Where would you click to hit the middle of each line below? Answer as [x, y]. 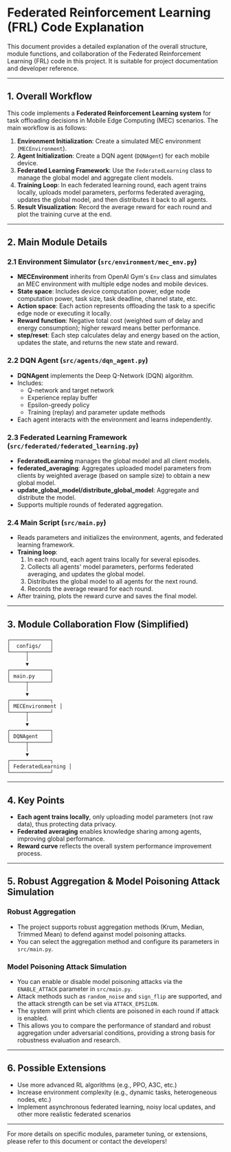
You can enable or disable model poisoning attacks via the [100, 981]
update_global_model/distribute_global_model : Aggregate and [108, 490]
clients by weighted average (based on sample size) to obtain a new [113, 476]
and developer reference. [43, 68]
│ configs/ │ [30, 646]
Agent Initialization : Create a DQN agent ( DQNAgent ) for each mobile [113, 156]
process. [30, 853]
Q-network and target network [71, 390]
